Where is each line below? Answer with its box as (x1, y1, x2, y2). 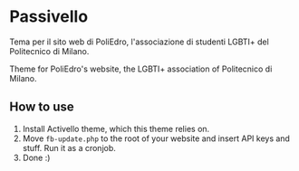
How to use (9, 100, 74, 115)
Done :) (22, 152, 51, 163)
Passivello (9, 6, 89, 27)
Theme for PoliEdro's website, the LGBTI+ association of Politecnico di (9, 63, 273, 74)
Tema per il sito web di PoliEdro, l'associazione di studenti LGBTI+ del (9, 36, 269, 47)
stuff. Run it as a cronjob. (22, 142, 116, 153)
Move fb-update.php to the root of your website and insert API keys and (22, 133, 290, 144)
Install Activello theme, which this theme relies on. (22, 123, 210, 134)
